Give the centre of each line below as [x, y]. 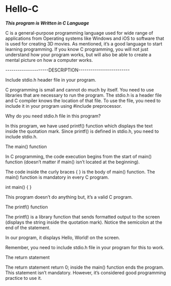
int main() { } [18, 187]
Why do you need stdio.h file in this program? [53, 116]
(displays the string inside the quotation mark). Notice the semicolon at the [84, 222]
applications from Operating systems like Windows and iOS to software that [85, 38]
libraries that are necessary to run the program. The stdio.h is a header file [83, 95]
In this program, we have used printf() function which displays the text [79, 126]
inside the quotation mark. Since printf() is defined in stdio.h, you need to [82, 131]
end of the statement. [28, 227]
